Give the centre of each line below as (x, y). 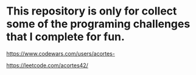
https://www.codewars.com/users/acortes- (61, 53)
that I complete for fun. (65, 37)
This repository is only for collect (92, 11)
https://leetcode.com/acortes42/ (47, 65)
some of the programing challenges (98, 24)
